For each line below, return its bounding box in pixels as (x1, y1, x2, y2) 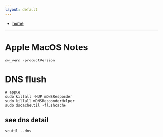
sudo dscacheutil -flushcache (5, 103, 66, 107)
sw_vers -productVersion (5, 58, 55, 63)
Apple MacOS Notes (5, 42, 88, 53)
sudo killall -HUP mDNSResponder (5, 94, 73, 99)
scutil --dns (5, 129, 32, 134)
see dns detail (5, 116, 49, 124)
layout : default (5, 7, 38, 12)
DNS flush (5, 74, 47, 85)
